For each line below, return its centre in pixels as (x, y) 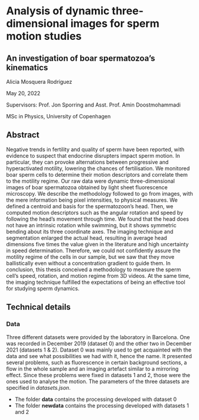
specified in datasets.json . (39, 387)
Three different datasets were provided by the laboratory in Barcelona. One (98, 337)
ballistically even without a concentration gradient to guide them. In (89, 263)
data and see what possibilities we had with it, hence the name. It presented (99, 356)
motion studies (44, 36)
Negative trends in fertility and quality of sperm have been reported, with (95, 149)
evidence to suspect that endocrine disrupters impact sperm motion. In (93, 155)
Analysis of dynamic (58, 11)
